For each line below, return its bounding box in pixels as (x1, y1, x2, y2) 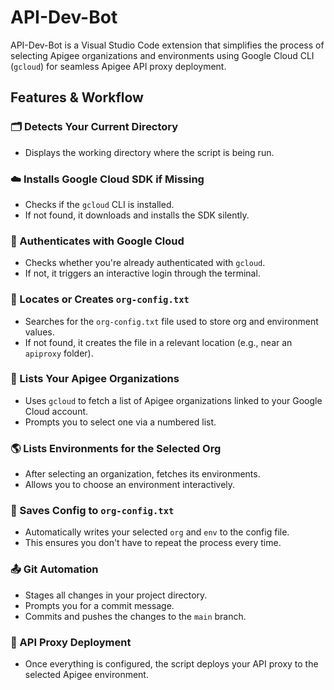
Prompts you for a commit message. (24, 599, 175, 611)
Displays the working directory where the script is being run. (24, 146, 275, 158)
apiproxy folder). (24, 347, 94, 359)
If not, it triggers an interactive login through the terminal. (24, 267, 261, 280)
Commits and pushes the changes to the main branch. (24, 610, 247, 622)
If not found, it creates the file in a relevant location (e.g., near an (24, 336, 293, 348)
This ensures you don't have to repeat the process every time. (24, 537, 282, 549)
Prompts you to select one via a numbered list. (24, 416, 217, 428)
